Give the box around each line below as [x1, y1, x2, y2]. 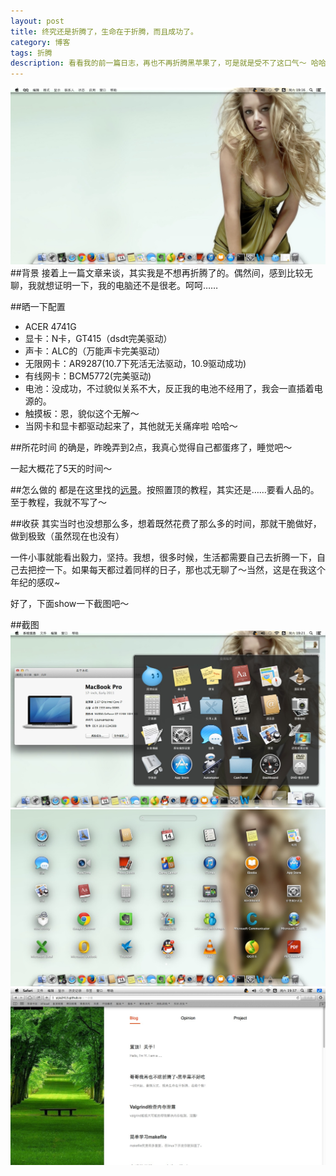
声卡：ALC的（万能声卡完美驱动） [24, 345, 166, 357]
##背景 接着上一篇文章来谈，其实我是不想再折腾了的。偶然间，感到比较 [10, 267, 305, 279]
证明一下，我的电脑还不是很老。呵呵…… [53, 280, 219, 292]
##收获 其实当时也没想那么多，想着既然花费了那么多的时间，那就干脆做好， [10, 518, 322, 530]
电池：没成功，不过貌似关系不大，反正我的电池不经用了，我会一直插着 [24, 383, 315, 395]
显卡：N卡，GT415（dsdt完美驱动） [24, 333, 173, 345]
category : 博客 [10, 37, 71, 47]
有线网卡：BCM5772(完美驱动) [24, 370, 152, 382]
